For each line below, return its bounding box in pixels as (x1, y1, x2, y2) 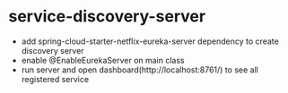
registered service (21, 73, 90, 84)
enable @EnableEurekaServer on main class (21, 55, 185, 65)
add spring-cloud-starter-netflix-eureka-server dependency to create (21, 36, 279, 46)
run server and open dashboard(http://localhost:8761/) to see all (21, 64, 259, 75)
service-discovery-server (8, 6, 206, 27)
